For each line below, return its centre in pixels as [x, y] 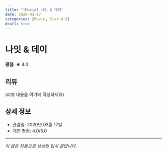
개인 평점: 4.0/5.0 [30, 131]
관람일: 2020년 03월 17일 [37, 124]
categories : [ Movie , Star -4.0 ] [38, 19]
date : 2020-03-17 [23, 14]
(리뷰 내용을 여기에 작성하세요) [35, 94]
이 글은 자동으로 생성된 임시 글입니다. [41, 146]
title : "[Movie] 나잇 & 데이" [34, 10]
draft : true [17, 24]
